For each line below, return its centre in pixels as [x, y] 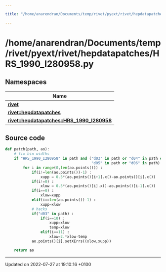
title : [12, 14]
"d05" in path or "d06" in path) [126, 163]
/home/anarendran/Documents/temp [83, 43]
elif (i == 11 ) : [55, 232]
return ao [24, 250]
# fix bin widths [32, 154]
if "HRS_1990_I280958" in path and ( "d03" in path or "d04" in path [86, 159]
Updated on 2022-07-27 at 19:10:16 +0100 [48, 264]
